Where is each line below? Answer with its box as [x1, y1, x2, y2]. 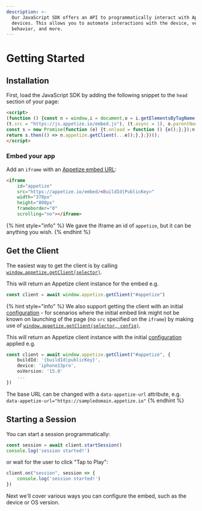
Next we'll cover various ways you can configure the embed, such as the [6, 492, 187, 500]
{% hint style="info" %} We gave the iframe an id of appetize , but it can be [6, 221, 191, 229]
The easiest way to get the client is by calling [6, 262, 118, 269]
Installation [6, 75, 49, 86]
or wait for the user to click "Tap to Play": [6, 459, 108, 466]
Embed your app [6, 152, 55, 160]
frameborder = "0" [17, 206, 58, 212]
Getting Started [6, 52, 85, 65]
